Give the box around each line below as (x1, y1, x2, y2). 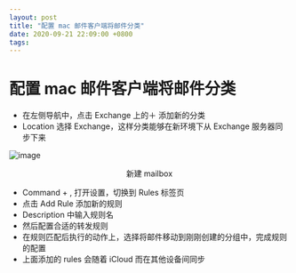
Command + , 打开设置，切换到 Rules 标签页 (21, 188, 185, 198)
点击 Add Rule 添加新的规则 (21, 198, 123, 209)
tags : (9, 37, 29, 47)
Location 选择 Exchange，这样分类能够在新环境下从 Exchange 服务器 (21, 121, 276, 132)
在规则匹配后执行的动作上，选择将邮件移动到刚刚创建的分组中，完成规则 (21, 232, 287, 243)
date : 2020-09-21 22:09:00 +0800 (9, 29, 133, 38)
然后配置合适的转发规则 (21, 221, 108, 231)
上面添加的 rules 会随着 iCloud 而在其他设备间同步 (21, 254, 206, 265)
